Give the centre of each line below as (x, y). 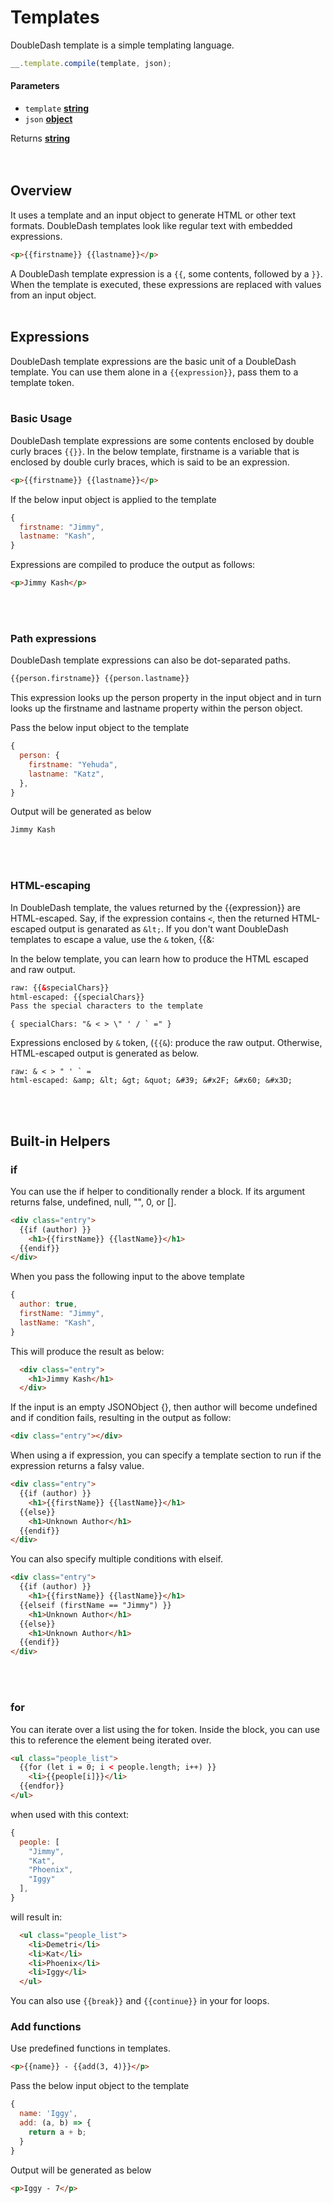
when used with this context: (70, 1814)
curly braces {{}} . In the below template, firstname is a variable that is (155, 451)
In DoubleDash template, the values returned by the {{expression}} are (155, 907)
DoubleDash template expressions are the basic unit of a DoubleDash (153, 361)
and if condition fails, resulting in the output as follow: (121, 1418)
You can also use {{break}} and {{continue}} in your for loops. (140, 2001)
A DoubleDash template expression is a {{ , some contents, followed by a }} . (166, 273)
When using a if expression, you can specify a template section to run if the (166, 1455)
